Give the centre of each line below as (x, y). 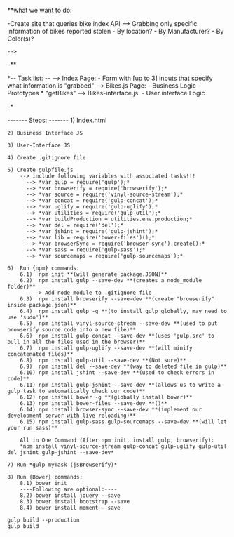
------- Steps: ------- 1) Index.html (57, 120)
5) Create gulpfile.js (40, 170)
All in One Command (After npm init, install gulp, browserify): (117, 440)
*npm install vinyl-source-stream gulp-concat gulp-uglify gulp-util (124, 446)
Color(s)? (21, 39)
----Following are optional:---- (69, 489)
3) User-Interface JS (39, 145)
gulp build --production (43, 520)
